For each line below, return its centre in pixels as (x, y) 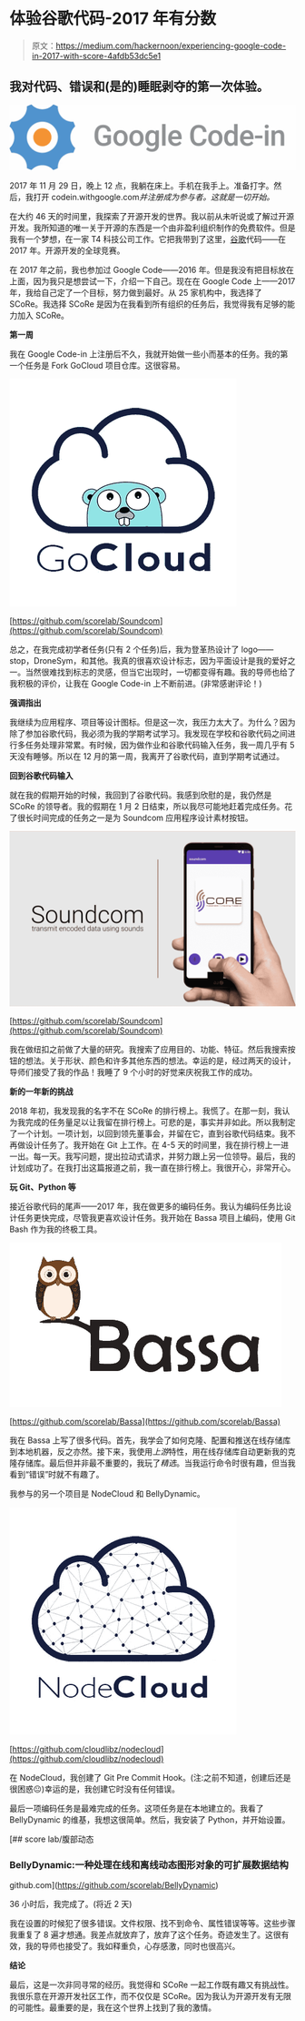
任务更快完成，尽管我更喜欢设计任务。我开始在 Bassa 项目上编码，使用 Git (156, 1218)
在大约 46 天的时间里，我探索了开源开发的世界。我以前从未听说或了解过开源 (152, 216)
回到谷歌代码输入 (41, 776)
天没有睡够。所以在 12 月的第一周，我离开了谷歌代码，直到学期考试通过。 (147, 756)
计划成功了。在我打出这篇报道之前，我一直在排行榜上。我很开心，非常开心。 (152, 1168)
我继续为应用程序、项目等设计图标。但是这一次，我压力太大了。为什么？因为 (152, 722)
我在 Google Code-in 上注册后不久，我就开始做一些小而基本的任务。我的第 (149, 354)
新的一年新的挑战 (41, 1092)
